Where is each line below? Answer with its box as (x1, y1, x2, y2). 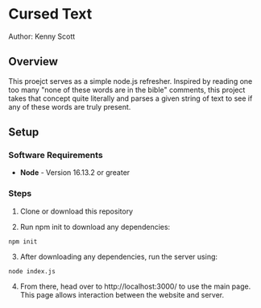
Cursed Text (8, 5, 93, 23)
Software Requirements (8, 150, 103, 161)
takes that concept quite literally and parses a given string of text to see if (8, 94, 253, 103)
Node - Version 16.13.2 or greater (19, 168, 130, 177)
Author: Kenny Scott (8, 31, 76, 41)
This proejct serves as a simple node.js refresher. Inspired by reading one (8, 76, 253, 85)
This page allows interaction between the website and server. (19, 289, 224, 299)
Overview (8, 55, 59, 69)
